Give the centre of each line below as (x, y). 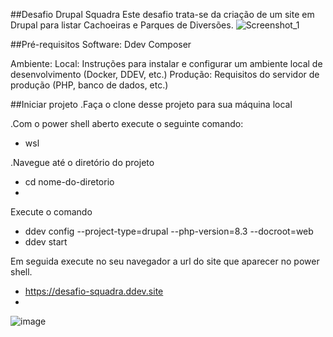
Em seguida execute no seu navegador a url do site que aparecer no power (165, 261)
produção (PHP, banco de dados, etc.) (89, 85)
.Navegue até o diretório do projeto (82, 162)
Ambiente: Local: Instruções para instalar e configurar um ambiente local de (166, 63)
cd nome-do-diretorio (69, 182)
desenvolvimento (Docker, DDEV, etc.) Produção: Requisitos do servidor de (165, 74)
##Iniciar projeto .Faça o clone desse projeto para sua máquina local (151, 104)
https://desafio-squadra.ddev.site (94, 291)
